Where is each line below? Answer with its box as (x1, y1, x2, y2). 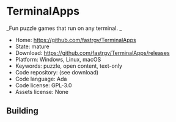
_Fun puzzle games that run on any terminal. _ (6, 24, 122, 32)
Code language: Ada (15, 75, 67, 82)
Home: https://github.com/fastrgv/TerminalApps (15, 36, 136, 43)
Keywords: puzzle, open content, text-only (15, 62, 123, 70)
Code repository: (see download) (15, 68, 99, 76)
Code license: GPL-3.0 (15, 81, 72, 89)
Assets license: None (15, 88, 69, 95)
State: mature (15, 43, 50, 50)
